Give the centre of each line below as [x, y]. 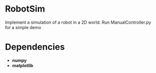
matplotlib [23, 65]
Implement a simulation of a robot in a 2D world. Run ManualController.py [78, 22]
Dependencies [35, 47]
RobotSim [25, 9]
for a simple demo [23, 27]
